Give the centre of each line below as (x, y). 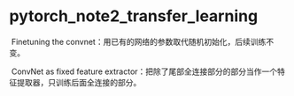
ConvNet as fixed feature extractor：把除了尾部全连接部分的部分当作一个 (144, 71)
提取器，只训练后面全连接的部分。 (79, 82)
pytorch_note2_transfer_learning (134, 16)
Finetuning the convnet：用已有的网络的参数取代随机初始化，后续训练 (139, 41)
